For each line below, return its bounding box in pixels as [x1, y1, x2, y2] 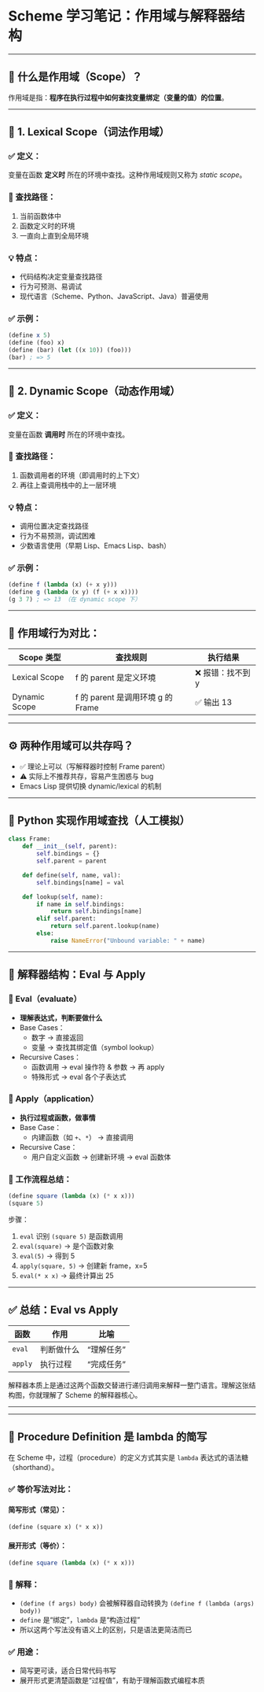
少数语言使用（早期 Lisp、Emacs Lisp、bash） [19, 541, 171, 551]
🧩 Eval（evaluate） [8, 993, 82, 1004]
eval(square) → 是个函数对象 [19, 1241, 114, 1251]
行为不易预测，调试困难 [19, 531, 96, 541]
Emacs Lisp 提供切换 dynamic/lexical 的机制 [19, 781, 162, 791]
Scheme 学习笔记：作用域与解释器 [8, 7, 232, 25]
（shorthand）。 [8, 1462, 59, 1472]
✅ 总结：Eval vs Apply [8, 1303, 119, 1317]
